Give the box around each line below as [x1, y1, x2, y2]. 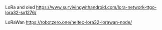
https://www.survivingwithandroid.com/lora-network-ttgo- [36, 4, 157, 10]
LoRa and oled [5, 4, 35, 10]
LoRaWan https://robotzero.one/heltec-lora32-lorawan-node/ [5, 19, 132, 25]
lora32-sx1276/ [5, 9, 37, 15]
